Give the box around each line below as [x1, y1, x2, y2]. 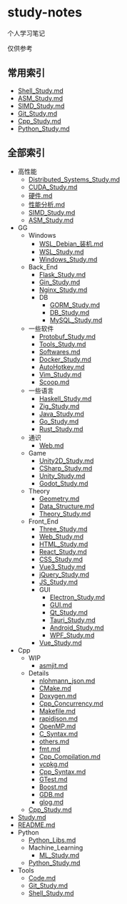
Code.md [28, 873, 56, 882]
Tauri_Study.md [49, 616, 96, 624]
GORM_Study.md [49, 301, 100, 309]
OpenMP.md [39, 722, 76, 730]
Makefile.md [39, 706, 76, 715]
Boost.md [39, 783, 68, 791]
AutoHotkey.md [39, 362, 85, 371]
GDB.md [39, 790, 64, 798]
